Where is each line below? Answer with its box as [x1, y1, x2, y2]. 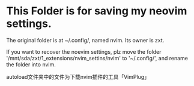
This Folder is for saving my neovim [6, 4, 187, 18]
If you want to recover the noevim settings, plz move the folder [6, 48, 162, 55]
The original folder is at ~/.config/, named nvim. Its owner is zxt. [6, 36, 165, 44]
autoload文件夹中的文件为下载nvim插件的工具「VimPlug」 [6, 73, 150, 80]
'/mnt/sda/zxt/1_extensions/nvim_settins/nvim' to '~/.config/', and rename [6, 54, 188, 62]
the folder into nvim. [6, 61, 56, 68]
